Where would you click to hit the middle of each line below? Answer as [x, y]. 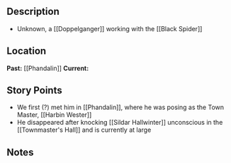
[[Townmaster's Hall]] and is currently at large [84, 130]
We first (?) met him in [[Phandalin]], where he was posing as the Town [120, 107]
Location [27, 51]
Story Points [34, 90]
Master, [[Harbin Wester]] [54, 115]
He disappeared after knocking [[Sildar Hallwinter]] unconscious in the [120, 123]
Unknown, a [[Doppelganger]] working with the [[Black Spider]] [109, 28]
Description [33, 12]
